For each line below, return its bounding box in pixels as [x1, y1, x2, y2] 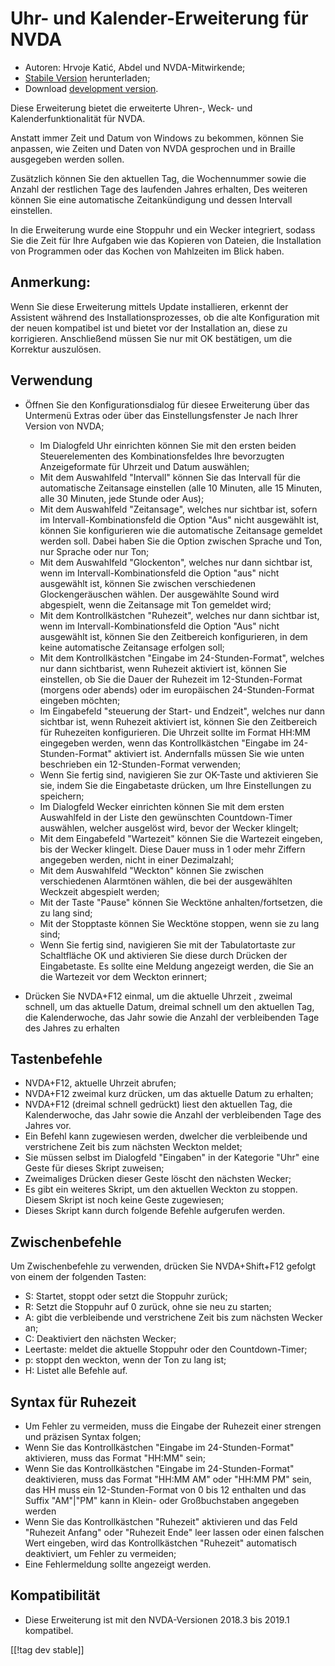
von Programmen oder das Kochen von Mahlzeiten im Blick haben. [10, 245, 285, 257]
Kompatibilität [10, 1587, 101, 1604]
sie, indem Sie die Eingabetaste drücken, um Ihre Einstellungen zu [39, 779, 312, 791]
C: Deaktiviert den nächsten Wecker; [24, 1333, 177, 1345]
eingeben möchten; [39, 694, 121, 706]
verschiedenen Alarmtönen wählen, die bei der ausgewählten [39, 875, 293, 887]
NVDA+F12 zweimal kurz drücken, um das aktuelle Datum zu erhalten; [24, 1088, 314, 1100]
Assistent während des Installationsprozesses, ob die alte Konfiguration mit [10, 311, 320, 323]
